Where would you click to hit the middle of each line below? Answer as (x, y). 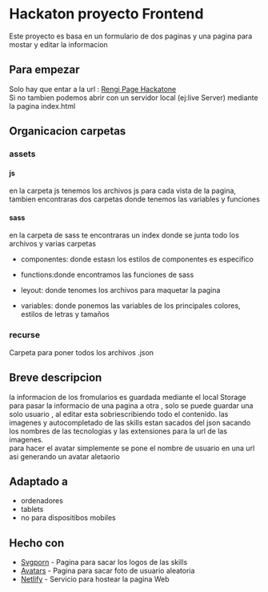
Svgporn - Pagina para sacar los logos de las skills (104, 562)
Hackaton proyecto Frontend (106, 14)
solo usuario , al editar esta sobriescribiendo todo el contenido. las (119, 414)
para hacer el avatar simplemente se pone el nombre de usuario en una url (132, 448)
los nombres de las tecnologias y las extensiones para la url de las (118, 431)
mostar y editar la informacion (59, 44)
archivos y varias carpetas (53, 244)
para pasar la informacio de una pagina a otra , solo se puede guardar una (131, 406)
